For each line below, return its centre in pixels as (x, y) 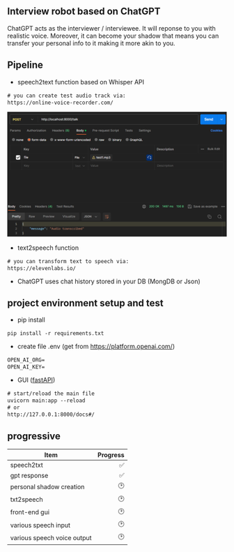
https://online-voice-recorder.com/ (60, 103)
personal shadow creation (47, 486)
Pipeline (25, 65)
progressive (34, 436)
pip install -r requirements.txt (56, 334)
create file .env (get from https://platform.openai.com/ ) (96, 346)
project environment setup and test (85, 303)
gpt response (29, 475)
